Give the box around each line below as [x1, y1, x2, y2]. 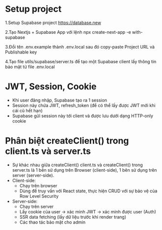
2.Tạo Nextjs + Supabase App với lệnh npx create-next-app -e [5, 29, 131, 35]
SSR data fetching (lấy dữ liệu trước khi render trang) [19, 214, 127, 220]
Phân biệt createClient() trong [5, 135, 129, 147]
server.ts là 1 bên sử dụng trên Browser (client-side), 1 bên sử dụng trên [12, 167, 157, 173]
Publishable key [5, 49, 37, 55]
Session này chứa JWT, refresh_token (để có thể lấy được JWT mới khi [12, 102, 156, 108]
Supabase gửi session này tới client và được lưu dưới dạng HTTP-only [12, 113, 154, 119]
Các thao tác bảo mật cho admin [19, 219, 86, 225]
